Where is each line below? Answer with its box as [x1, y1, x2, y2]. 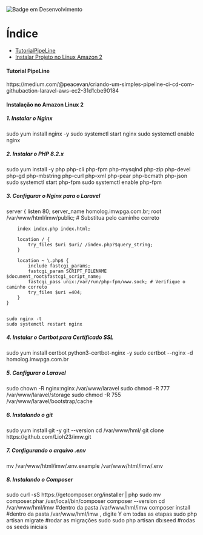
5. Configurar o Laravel [6, 369, 66, 376]
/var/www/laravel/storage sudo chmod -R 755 [6, 391, 121, 398]
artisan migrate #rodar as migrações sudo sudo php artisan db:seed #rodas [6, 517, 195, 524]
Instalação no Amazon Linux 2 [6, 100, 84, 108]
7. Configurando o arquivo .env [6, 447, 86, 454]
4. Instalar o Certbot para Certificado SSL [6, 333, 114, 341]
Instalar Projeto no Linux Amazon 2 [15, 53, 103, 61]
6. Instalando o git [6, 412, 53, 419]
